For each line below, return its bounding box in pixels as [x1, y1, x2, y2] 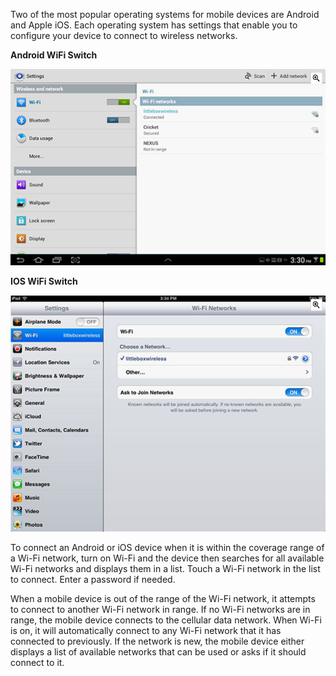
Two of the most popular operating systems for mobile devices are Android [10, 9, 320, 20]
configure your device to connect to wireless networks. [10, 30, 238, 41]
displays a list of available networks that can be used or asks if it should [10, 646, 307, 658]
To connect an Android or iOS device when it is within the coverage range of [10, 542, 325, 554]
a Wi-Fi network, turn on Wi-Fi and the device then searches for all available [10, 552, 325, 564]
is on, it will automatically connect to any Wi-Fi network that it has [10, 625, 282, 637]
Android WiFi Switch [10, 49, 98, 61]
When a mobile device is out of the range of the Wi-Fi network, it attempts [10, 593, 316, 605]
